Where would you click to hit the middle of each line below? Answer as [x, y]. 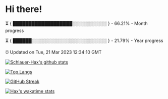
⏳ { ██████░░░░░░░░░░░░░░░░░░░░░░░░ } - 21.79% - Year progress [84, 40]
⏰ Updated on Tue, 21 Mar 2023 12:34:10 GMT [53, 52]
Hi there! [24, 9]
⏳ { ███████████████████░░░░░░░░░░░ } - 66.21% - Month [76, 23]
